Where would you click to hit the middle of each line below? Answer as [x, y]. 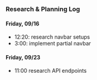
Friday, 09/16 [23, 24]
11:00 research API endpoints [50, 71]
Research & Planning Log [43, 9]
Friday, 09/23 [23, 57]
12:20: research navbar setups [52, 37]
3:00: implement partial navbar [53, 44]
